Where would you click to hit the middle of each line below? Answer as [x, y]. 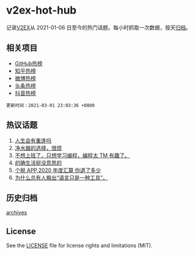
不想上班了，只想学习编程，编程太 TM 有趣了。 [72, 155]
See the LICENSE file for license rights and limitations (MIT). [79, 246]
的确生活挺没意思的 [38, 162]
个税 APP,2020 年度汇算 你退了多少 [58, 170]
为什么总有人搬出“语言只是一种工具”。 [61, 177]
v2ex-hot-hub [42, 10]
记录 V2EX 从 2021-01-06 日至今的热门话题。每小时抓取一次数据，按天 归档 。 [99, 27]
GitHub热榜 [28, 63]
